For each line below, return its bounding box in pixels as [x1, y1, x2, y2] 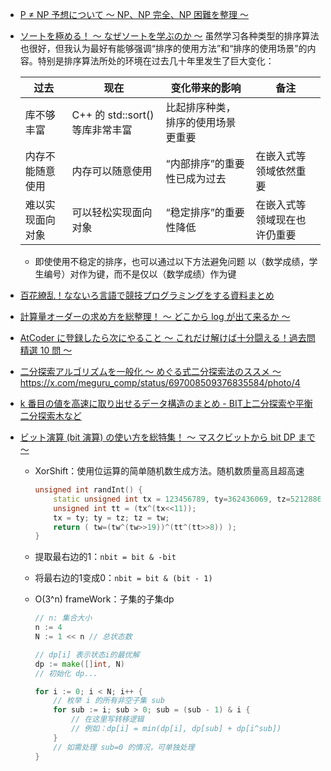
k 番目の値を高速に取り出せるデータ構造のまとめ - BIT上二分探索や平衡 [19, 398, 313, 409]
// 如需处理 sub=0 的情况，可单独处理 [53, 742, 195, 752]
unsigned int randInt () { [34, 485, 143, 495]
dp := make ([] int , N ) [34, 659, 125, 669]
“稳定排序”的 [165, 206, 225, 219]
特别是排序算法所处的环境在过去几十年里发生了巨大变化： [37, 55, 275, 67]
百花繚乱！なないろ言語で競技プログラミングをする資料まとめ [19, 289, 275, 301]
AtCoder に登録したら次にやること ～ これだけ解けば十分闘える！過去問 [19, 332, 316, 343]
